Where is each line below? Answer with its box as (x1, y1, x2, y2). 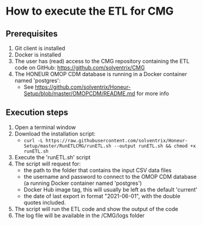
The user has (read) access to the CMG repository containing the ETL (14, 58, 190, 64)
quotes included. (23, 199, 66, 206)
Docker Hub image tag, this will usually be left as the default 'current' (23, 185, 198, 193)
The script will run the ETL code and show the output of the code (14, 205, 179, 212)
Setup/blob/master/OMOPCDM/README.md (23, 90, 135, 97)
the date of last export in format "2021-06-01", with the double (23, 192, 180, 199)
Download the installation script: (14, 130, 96, 137)
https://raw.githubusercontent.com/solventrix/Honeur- (45, 137, 188, 144)
